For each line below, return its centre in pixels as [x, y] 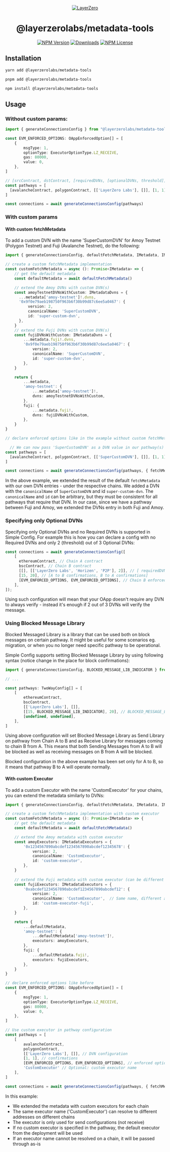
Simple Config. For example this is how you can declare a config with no [80, 537]
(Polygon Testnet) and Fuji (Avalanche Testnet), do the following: [73, 246]
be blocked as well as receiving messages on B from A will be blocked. [79, 752]
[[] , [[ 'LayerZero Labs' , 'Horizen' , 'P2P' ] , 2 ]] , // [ [79, 571]
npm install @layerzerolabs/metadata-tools [52, 88]
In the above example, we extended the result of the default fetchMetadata [83, 481]
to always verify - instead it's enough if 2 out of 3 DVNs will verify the [78, 605]
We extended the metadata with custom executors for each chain [81, 1106]
